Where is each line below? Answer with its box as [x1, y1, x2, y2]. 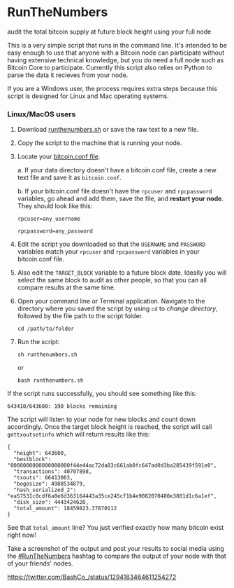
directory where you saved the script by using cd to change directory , [17, 304, 218, 313]
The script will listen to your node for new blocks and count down [7, 415, 196, 424]
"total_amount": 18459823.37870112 [13, 505, 117, 512]
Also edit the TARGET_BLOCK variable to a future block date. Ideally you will [17, 268, 227, 277]
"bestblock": [13, 456, 52, 463]
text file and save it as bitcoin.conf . [17, 173, 122, 182]
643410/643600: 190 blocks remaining [7, 403, 117, 410]
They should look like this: [17, 202, 93, 210]
